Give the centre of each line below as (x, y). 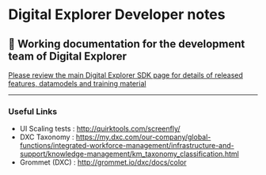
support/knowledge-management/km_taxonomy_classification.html (129, 154)
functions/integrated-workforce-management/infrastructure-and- (127, 146)
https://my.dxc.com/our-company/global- (143, 137)
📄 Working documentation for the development (127, 44)
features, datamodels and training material (77, 84)
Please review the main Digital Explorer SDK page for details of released (126, 75)
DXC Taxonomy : (47, 137)
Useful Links (33, 111)
